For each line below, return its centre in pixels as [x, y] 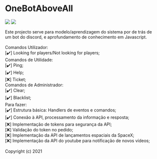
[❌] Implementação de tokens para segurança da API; [58, 124]
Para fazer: [16, 104]
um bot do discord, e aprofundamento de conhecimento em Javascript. [76, 37]
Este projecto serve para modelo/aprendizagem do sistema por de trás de [78, 32]
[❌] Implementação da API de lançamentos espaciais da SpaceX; [70, 135]
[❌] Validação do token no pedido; [39, 129]
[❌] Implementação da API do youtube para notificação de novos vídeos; [78, 141]
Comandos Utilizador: [27, 47]
